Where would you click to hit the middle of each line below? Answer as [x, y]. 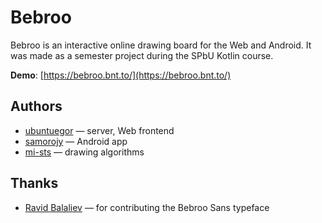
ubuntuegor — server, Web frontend [99, 130]
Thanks [34, 183]
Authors [36, 106]
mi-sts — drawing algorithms [84, 152]
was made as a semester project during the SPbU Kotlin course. [142, 55]
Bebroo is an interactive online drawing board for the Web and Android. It [161, 45]
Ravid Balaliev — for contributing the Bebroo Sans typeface [147, 207]
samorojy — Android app [76, 141]
